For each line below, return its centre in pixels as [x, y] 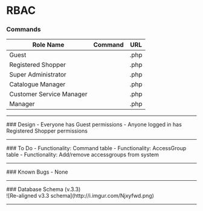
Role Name [48, 45]
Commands [24, 30]
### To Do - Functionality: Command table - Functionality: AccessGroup [96, 148]
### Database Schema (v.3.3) [43, 189]
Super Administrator [38, 75]
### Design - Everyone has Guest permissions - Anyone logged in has [94, 125]
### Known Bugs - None [37, 172]
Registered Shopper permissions [47, 131]
